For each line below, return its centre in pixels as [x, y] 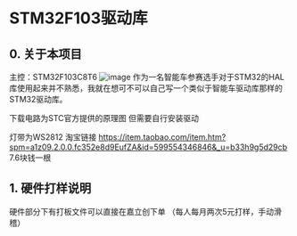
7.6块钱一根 [30, 158]
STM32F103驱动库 [79, 18]
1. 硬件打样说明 [50, 188]
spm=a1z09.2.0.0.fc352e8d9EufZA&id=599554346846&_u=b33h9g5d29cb [148, 147]
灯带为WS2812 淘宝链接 [53, 137]
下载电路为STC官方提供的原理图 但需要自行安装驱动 [104, 118]
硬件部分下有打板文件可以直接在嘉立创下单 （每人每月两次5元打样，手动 [142, 211]
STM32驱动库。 [38, 99]
